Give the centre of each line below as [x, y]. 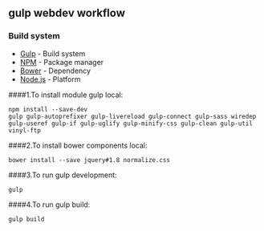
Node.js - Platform [50, 79]
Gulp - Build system [53, 53]
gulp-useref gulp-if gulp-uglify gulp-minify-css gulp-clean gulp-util [130, 124]
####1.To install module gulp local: [66, 95]
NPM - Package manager [62, 62]
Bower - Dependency [55, 71]
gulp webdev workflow [67, 13]
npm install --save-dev [48, 109]
